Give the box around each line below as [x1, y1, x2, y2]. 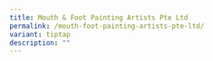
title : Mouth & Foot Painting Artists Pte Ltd [9, 13, 189, 22]
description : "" [9, 38, 71, 48]
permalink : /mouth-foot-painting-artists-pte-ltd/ [9, 22, 205, 30]
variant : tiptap [9, 30, 71, 39]
